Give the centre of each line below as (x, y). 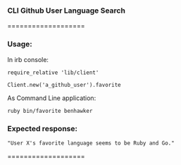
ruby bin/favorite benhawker (50, 111)
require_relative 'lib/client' (53, 73)
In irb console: (28, 59)
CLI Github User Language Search (66, 11)
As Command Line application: (52, 98)
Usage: (20, 44)
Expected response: (42, 128)
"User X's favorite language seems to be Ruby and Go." (91, 143)
